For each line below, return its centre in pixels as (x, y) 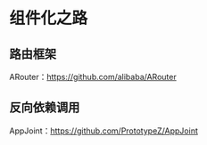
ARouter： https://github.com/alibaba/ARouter (93, 77)
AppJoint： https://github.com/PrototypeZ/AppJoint (103, 131)
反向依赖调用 (45, 108)
